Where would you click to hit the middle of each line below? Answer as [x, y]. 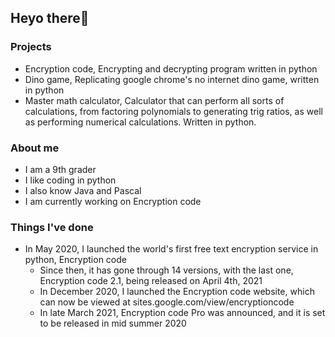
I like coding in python [70, 180]
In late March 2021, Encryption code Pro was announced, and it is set [182, 313]
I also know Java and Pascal [83, 190]
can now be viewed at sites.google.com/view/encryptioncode [167, 302]
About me [35, 148]
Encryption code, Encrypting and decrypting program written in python [171, 68]
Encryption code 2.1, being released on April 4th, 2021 [151, 281]
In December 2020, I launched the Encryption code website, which [177, 292]
